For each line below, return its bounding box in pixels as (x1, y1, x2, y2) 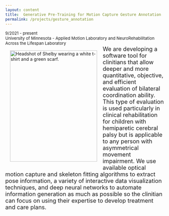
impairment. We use (102, 158, 156, 165)
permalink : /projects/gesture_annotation (5, 17, 94, 22)
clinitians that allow (102, 59, 154, 66)
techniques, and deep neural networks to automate (5, 184, 142, 191)
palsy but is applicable (102, 131, 163, 139)
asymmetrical (102, 144, 139, 152)
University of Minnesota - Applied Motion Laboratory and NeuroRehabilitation (5, 36, 155, 41)
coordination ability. (102, 91, 155, 99)
